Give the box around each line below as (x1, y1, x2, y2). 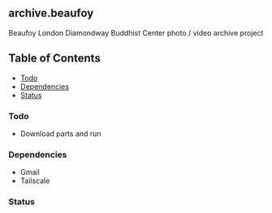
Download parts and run (19, 129, 101, 138)
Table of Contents (8, 52, 101, 66)
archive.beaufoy (8, 6, 94, 20)
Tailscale (19, 176, 50, 185)
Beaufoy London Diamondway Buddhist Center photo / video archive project (8, 28, 264, 37)
